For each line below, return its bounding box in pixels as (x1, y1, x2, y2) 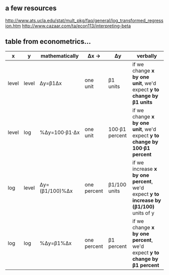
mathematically (40, 52, 79, 59)
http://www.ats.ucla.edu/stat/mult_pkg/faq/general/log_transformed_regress (5, 17, 163, 23)
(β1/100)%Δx (39, 187, 73, 194)
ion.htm (5, 23, 21, 29)
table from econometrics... (5, 37, 92, 46)
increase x (132, 165, 157, 172)
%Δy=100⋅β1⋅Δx (39, 128, 80, 135)
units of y (132, 209, 154, 216)
